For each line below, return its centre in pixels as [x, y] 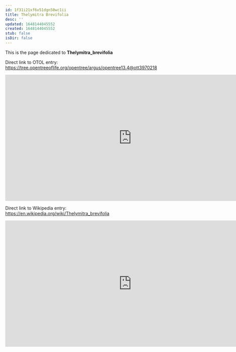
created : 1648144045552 [30, 29]
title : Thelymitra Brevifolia [37, 15]
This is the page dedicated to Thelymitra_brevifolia [59, 52]
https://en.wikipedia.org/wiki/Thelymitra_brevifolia [57, 213]
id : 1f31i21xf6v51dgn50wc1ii [36, 10]
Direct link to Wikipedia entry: [36, 208]
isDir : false [19, 38]
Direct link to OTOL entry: [32, 62]
